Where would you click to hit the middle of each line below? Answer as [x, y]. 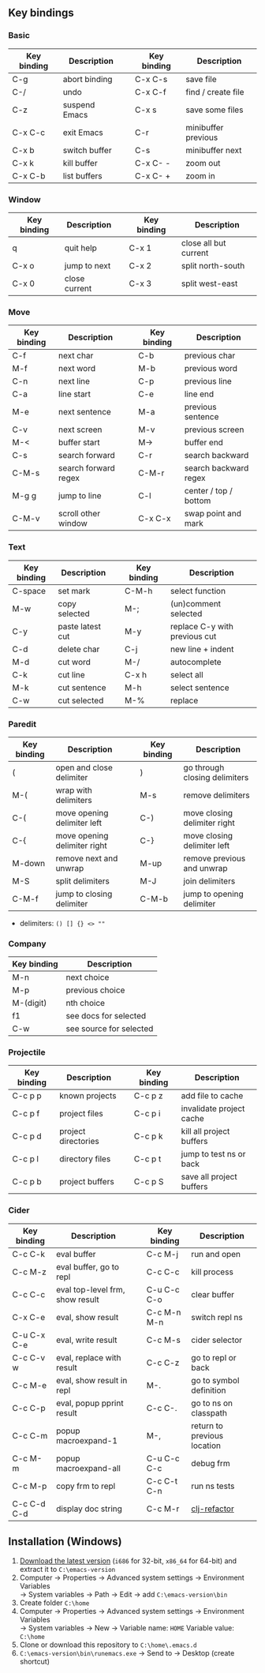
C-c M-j [162, 1254]
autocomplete [196, 662]
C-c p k [148, 1136]
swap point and [213, 514]
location [206, 1446]
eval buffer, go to [88, 1266]
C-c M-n [164, 1312]
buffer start [79, 443]
